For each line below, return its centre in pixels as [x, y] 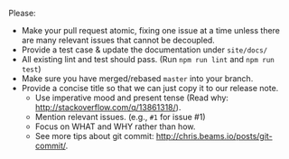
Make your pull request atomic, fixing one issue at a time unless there [151, 30]
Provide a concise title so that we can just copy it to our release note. [150, 88]
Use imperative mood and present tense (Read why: [132, 98]
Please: [23, 13]
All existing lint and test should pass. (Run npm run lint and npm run [148, 59]
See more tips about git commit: [94, 136]
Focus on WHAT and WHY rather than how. [115, 126]
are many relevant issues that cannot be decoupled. [118, 40]
